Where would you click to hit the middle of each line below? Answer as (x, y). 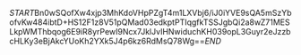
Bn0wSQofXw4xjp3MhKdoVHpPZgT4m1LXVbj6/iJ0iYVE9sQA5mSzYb (163, 13)
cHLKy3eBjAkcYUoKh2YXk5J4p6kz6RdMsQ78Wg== (107, 41)
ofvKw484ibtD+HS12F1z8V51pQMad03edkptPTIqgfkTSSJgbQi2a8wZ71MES (150, 22)
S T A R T (22, 13)
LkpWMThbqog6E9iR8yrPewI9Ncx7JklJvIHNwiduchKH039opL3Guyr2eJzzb (150, 31)
